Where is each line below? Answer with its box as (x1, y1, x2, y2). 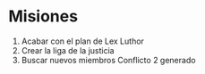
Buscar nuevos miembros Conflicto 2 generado (21, 54, 196, 65)
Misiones (8, 6, 78, 27)
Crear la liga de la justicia (21, 45, 115, 55)
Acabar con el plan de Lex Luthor (21, 36, 145, 46)
